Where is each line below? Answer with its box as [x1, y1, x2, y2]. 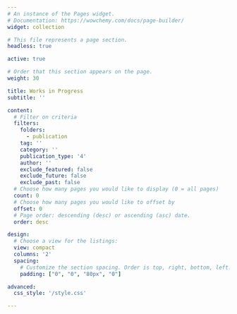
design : [7, 231, 30, 238]
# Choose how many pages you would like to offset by [13, 198, 175, 205]
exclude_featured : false [20, 166, 93, 173]
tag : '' [20, 140, 42, 147]
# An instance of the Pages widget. [7, 10, 115, 18]
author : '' [20, 159, 52, 167]
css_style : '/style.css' [13, 290, 87, 297]
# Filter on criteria [13, 114, 78, 121]
